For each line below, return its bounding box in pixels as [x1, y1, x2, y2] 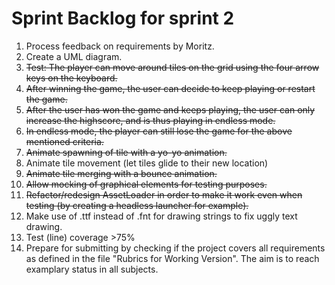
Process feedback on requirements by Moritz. [25, 40, 215, 52]
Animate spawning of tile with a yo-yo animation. [25, 146, 228, 158]
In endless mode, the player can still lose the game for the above [25, 125, 293, 137]
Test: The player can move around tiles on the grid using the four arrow [25, 61, 320, 73]
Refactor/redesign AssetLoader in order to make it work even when [25, 188, 303, 201]
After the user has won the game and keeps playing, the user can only [25, 103, 316, 116]
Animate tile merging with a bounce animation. [25, 167, 218, 179]
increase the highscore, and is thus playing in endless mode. [25, 114, 276, 126]
